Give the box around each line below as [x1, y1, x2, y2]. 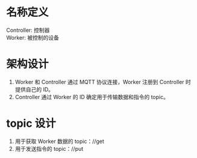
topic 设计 [6, 117, 56, 130]
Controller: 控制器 [6, 26, 50, 34]
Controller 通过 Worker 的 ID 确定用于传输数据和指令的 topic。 [14, 93, 169, 100]
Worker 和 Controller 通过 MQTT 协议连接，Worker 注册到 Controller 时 [14, 78, 192, 85]
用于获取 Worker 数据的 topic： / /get [14, 138, 104, 145]
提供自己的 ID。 [14, 85, 54, 93]
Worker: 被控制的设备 [6, 34, 59, 41]
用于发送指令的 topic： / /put [14, 145, 84, 152]
